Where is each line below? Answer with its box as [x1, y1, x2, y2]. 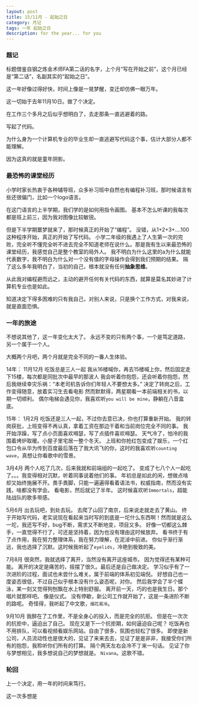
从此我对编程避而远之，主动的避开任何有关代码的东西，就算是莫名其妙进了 [6, 275, 187, 282]
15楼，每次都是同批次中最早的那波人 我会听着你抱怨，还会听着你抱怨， [11, 373, 183, 380]
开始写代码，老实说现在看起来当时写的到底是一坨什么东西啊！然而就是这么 [11, 514, 192, 521]
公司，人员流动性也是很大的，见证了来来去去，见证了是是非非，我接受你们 [6, 635, 187, 642]
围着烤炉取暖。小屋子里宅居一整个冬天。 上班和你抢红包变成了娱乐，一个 [6, 437, 183, 444]
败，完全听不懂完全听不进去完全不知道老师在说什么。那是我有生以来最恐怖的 [6, 241, 192, 248]
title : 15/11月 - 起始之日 [6, 14, 68, 20]
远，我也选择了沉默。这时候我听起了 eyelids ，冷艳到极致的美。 [6, 543, 159, 551]
